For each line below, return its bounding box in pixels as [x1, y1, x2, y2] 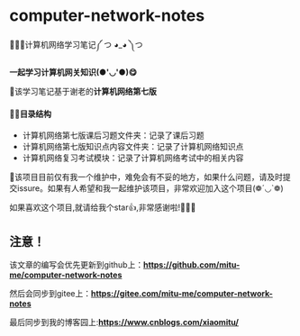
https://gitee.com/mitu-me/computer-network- [90, 287, 273, 298]
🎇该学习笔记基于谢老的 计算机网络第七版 [9, 86, 158, 96]
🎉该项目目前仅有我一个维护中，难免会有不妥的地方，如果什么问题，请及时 [9, 172, 284, 183]
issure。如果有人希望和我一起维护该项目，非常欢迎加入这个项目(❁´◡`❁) [16, 183, 284, 194]
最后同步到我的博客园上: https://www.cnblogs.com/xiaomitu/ [9, 316, 239, 327]
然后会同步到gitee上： [9, 287, 92, 298]
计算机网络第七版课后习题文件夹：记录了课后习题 [22, 130, 205, 141]
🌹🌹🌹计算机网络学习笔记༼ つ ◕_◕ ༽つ [9, 39, 143, 50]
